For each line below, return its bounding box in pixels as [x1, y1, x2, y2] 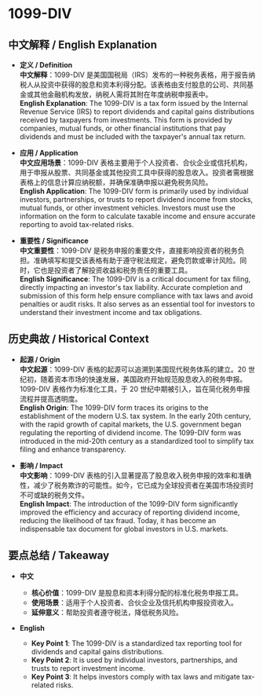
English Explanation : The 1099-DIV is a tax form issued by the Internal [19, 99, 249, 108]
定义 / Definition [19, 60, 73, 69]
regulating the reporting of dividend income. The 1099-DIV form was [19, 427, 242, 437]
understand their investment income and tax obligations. [19, 308, 203, 317]
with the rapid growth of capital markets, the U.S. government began [19, 419, 242, 429]
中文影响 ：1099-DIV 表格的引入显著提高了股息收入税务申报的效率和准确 [19, 471, 252, 480]
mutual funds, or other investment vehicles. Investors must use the [19, 203, 236, 212]
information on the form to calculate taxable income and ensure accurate [19, 211, 256, 221]
